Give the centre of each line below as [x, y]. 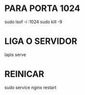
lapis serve [15, 54]
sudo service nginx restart [30, 87]
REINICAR [24, 74]
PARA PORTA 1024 [42, 8]
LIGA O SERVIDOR [41, 41]
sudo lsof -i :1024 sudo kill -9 [33, 22]
